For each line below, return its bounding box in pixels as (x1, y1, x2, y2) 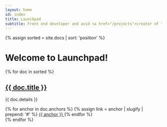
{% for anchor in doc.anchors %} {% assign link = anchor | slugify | (5, 106, 143, 112)
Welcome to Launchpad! (5, 52, 108, 64)
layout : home (5, 7, 32, 12)
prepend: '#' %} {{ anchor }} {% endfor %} (5, 112, 93, 117)
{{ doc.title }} (5, 83, 47, 92)
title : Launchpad (5, 16, 41, 21)
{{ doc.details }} (5, 97, 38, 102)
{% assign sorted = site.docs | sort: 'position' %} (5, 35, 105, 41)
